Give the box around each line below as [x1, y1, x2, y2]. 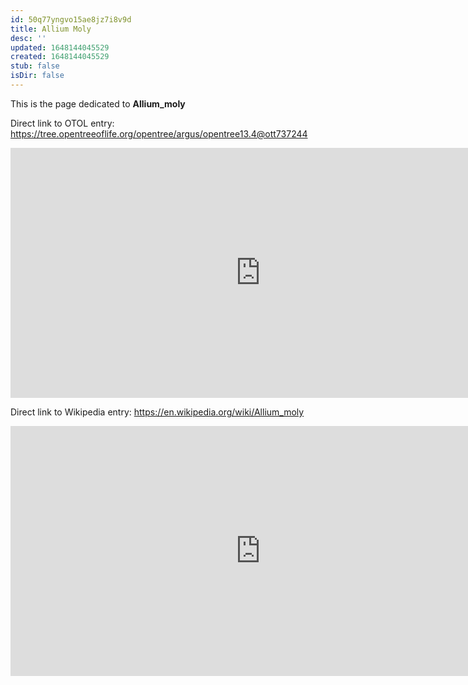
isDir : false [10, 71, 65, 81]
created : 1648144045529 [10, 52, 110, 62]
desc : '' [10, 33, 47, 43]
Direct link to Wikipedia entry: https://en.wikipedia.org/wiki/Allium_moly [10, 406, 305, 418]
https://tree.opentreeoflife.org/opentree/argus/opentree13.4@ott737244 [10, 127, 308, 140]
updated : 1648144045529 [10, 42, 110, 53]
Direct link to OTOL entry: [10, 117, 115, 129]
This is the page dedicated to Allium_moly [10, 97, 186, 110]
